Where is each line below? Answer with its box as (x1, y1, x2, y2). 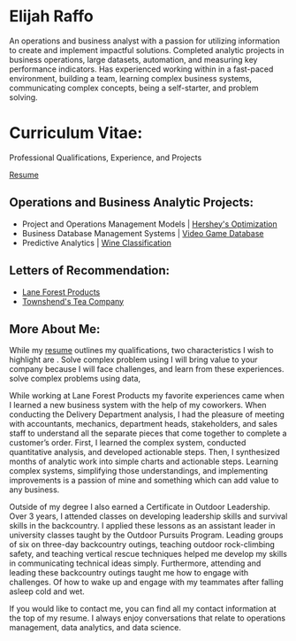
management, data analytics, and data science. (9, 622, 181, 633)
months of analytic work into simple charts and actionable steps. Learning (9, 456, 278, 467)
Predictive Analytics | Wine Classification (21, 237, 172, 248)
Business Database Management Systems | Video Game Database (21, 228, 264, 238)
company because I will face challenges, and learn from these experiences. (9, 364, 285, 375)
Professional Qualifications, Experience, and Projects (9, 152, 202, 163)
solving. (9, 91, 38, 103)
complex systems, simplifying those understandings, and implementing (9, 466, 269, 476)
